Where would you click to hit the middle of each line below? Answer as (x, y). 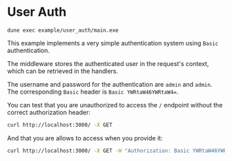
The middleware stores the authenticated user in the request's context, (108, 63)
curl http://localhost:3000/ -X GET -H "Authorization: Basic (98, 151)
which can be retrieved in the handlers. (63, 71)
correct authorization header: (49, 112)
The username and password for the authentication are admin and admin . (110, 84)
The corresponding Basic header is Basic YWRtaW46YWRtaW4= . (93, 92)
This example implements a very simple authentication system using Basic (113, 43)
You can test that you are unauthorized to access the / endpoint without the (115, 105)
